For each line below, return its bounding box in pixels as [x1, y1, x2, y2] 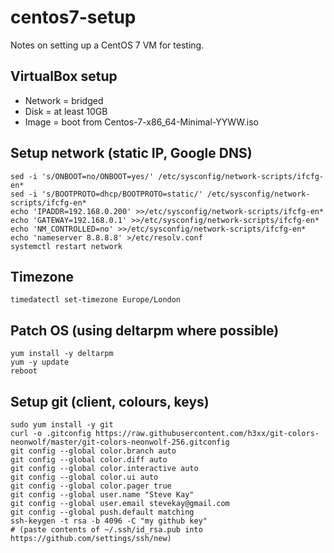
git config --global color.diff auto [10, 455, 168, 465]
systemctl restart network [10, 241, 123, 251]
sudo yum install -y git [10, 420, 114, 430]
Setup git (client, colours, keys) [10, 393, 210, 410]
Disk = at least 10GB [24, 105, 108, 117]
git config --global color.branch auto [10, 446, 177, 456]
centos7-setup [10, 6, 137, 29]
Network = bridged [24, 94, 104, 106]
